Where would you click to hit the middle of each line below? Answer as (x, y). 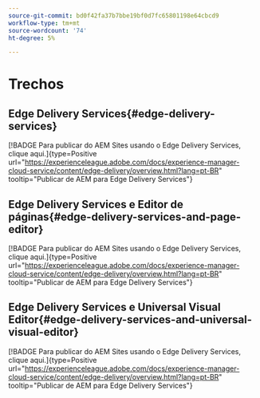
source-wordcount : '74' (48, 30)
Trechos (36, 84)
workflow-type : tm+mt (44, 23)
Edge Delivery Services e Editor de (96, 204)
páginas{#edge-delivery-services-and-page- (125, 217)
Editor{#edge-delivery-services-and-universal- (130, 320)
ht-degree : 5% (32, 38)
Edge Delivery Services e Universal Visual (114, 307)
